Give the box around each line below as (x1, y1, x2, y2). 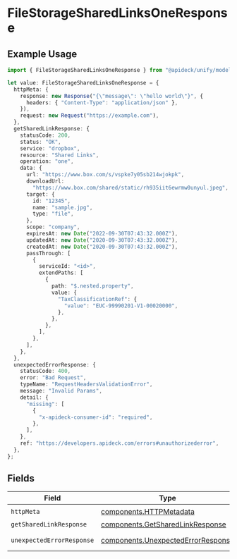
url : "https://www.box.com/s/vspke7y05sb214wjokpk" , (25, 171, 185, 178)
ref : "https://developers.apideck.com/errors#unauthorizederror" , (20, 440, 219, 447)
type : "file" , (32, 210, 74, 218)
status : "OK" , (20, 138, 61, 145)
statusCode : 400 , (20, 368, 71, 375)
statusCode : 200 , (20, 132, 71, 139)
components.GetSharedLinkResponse (101, 520, 227, 529)
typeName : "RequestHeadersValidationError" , (20, 381, 153, 388)
